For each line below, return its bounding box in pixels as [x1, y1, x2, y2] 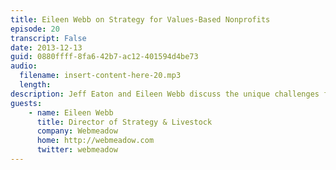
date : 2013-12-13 [10, 42, 83, 53]
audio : [10, 61, 38, 71]
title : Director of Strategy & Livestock [36, 117, 213, 127]
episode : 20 [10, 24, 60, 34]
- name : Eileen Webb [28, 107, 114, 118]
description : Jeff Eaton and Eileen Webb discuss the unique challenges [10, 89, 320, 99]
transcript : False [10, 33, 87, 43]
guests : [10, 98, 43, 108]
